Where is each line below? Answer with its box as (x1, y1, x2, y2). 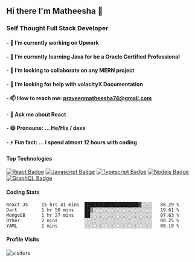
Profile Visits (6, 236, 39, 243)
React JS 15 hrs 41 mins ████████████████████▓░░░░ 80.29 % (6, 202, 180, 208)
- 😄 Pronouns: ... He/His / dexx (6, 124, 86, 132)
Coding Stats (6, 188, 40, 196)
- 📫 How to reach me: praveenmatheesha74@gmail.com (6, 95, 152, 102)
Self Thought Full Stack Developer (6, 24, 109, 33)
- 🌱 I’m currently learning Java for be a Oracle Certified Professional (6, 53, 180, 60)
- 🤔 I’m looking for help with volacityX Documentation (6, 80, 144, 88)
